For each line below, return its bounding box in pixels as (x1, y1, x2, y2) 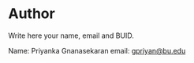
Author (8, 5, 55, 23)
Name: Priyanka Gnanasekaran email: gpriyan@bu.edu (8, 46, 186, 55)
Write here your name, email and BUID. (8, 31, 134, 40)
